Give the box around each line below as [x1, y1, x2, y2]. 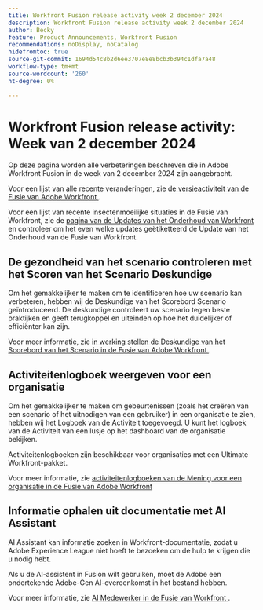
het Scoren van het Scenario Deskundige [8, 268, 213, 281]
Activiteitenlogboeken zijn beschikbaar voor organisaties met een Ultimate [8, 450, 249, 459]
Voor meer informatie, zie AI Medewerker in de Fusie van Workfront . [8, 593, 230, 602]
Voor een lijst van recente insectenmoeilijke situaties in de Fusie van [8, 207, 228, 217]
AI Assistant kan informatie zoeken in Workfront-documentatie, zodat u [8, 537, 238, 546]
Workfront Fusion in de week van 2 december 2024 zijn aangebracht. [8, 169, 233, 178]
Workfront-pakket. [8, 458, 68, 468]
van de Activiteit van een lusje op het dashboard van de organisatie [8, 426, 226, 436]
